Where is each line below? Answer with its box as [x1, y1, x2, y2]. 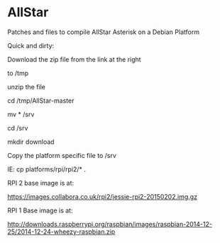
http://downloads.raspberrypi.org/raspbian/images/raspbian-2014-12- [7, 220, 213, 228]
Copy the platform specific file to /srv [7, 151, 117, 159]
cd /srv [7, 123, 28, 132]
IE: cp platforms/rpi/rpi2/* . [7, 164, 87, 174]
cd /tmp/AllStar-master [7, 96, 75, 105]
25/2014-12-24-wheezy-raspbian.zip [7, 227, 116, 236]
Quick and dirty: [7, 41, 55, 50]
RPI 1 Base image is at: [7, 206, 73, 215]
